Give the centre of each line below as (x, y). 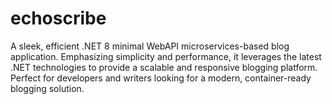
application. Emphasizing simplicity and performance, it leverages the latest (166, 56)
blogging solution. (47, 88)
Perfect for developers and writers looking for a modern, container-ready (161, 78)
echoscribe (58, 18)
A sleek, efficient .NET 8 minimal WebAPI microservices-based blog (150, 46)
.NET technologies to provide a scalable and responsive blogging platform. (164, 67)
